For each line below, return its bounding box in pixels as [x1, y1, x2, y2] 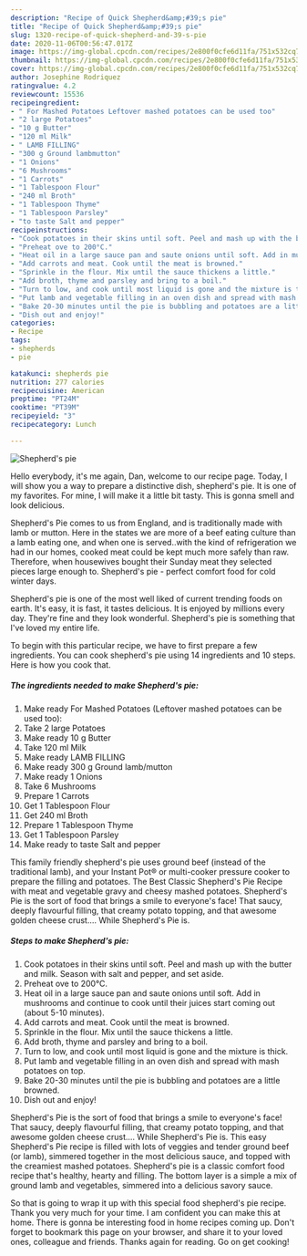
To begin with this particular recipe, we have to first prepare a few [10, 639, 258, 650]
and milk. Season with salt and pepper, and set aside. [23, 968, 224, 979]
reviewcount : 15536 [10, 89, 85, 99]
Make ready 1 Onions [23, 771, 103, 782]
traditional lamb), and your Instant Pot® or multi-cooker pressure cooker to [10, 866, 291, 877]
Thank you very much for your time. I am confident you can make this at [10, 1207, 281, 1218]
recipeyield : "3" [10, 411, 77, 420]
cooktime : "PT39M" [10, 403, 80, 412]
